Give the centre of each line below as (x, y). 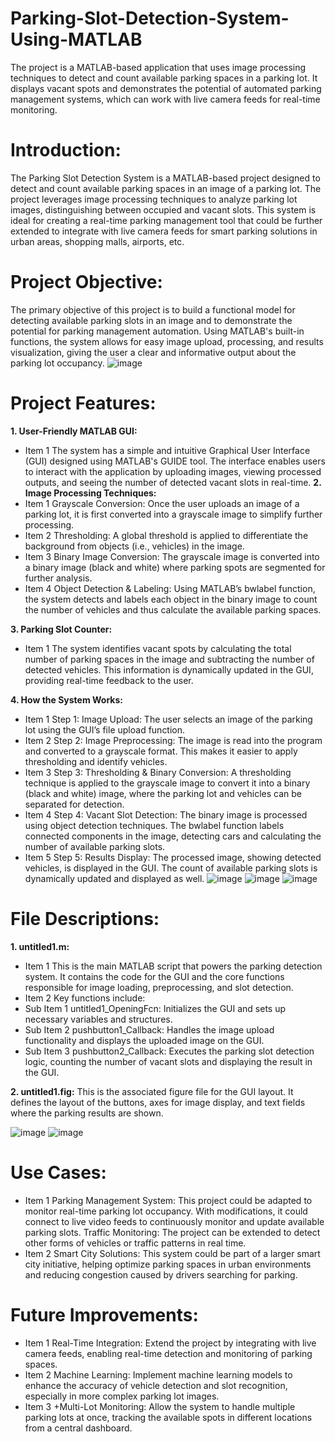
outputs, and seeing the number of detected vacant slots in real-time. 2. (173, 482)
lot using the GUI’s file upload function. (105, 729)
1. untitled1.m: (40, 946)
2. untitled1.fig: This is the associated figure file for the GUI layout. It (152, 1091)
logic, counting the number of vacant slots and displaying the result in (168, 1061)
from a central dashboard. (78, 1428)
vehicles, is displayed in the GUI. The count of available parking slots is (171, 868)
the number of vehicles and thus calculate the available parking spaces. (173, 609)
